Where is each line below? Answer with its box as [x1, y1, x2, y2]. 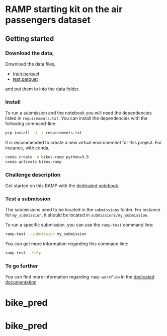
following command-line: [5, 121, 57, 127]
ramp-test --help [5, 251, 42, 256]
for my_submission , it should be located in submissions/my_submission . [5, 212, 149, 218]
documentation [5, 279, 37, 286]
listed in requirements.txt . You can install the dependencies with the [5, 115, 148, 122]
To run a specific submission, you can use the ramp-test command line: [5, 222, 153, 228]
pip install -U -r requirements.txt [5, 130, 82, 136]
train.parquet [12, 71, 40, 77]
